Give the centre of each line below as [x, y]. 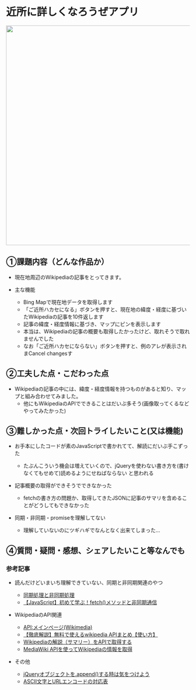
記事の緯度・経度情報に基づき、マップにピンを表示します [92, 324]
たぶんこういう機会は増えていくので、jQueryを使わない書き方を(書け [106, 466]
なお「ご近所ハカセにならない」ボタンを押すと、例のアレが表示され [105, 346]
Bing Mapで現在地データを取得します [68, 302]
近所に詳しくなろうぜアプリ [73, 12]
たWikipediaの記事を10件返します [63, 316]
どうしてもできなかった [61, 505]
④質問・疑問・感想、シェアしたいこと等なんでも [96, 550]
